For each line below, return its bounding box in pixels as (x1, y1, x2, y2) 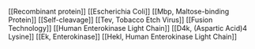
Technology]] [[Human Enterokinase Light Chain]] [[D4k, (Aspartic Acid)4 (8, 24, 247, 32)
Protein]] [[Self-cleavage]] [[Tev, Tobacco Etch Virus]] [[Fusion (8, 15, 213, 24)
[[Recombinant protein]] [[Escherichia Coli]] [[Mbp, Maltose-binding (8, 7, 230, 16)
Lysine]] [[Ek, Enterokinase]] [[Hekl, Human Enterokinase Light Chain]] (8, 32, 237, 41)
